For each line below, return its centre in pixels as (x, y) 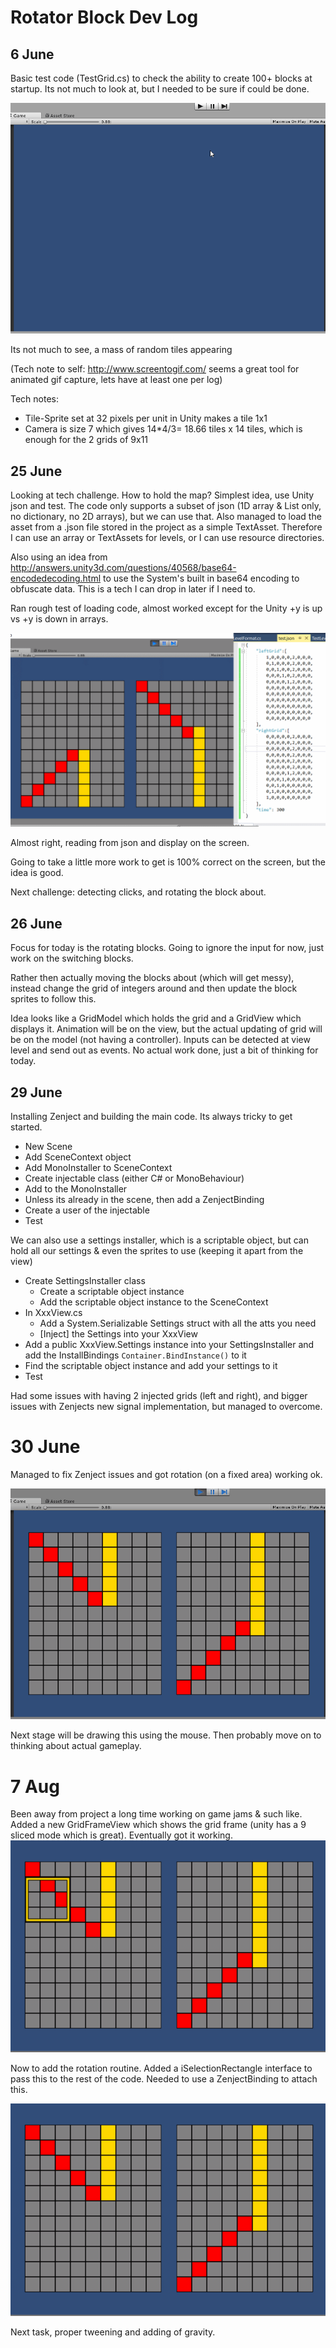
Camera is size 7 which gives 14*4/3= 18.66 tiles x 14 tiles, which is (163, 429)
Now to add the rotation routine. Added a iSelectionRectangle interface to (161, 2068)
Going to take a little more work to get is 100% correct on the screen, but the (168, 862)
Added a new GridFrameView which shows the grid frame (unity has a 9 (158, 1825)
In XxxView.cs (53, 1312)
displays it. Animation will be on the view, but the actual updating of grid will (166, 1029)
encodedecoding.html (56, 578)
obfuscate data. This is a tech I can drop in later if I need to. (133, 589)
